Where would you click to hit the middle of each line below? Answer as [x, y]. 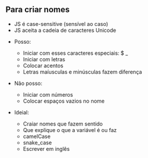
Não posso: [28, 83]
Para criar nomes [38, 10]
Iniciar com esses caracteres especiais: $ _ [75, 53]
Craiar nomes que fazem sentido [63, 124]
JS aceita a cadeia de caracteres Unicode [65, 30]
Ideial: [21, 112]
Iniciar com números [48, 94]
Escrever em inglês [46, 149]
